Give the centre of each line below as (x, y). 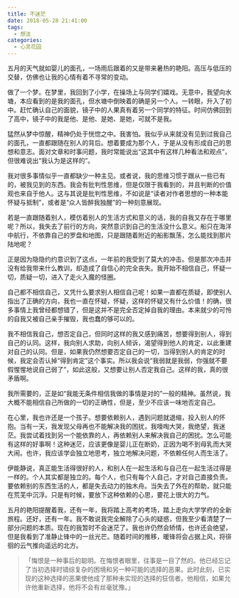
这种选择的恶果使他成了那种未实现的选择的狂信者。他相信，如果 (131, 578)
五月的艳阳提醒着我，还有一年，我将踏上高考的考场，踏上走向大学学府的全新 (119, 510)
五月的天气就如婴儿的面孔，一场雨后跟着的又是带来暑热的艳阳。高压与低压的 (119, 68)
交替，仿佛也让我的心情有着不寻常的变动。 (70, 77)
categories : (25, 41)
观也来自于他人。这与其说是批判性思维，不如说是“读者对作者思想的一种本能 (118, 193)
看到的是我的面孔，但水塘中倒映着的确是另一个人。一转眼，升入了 (128, 101)
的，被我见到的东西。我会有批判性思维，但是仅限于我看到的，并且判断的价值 (119, 185)
